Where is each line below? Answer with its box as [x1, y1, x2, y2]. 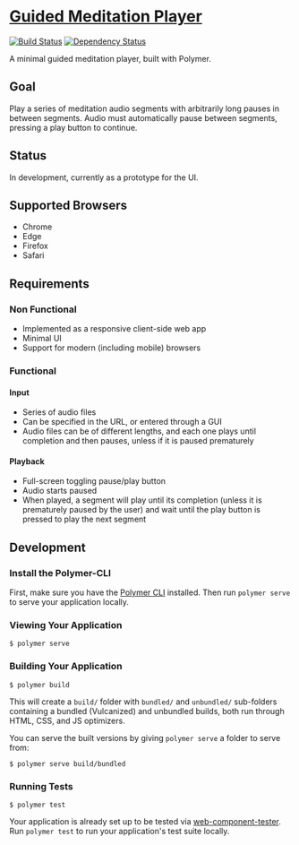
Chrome [21, 221, 53, 232]
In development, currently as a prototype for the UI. [9, 172, 199, 183]
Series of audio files [21, 407, 97, 418]
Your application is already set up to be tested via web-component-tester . [9, 815, 282, 826]
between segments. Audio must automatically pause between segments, [9, 112, 278, 123]
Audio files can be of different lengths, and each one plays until [21, 426, 257, 436]
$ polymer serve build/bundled [9, 759, 126, 768]
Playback [9, 455, 45, 467]
